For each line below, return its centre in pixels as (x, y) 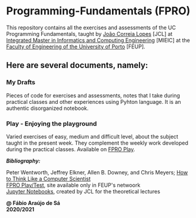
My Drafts (21, 82)
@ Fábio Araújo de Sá (33, 203)
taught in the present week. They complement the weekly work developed (97, 143)
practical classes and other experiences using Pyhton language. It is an (94, 102)
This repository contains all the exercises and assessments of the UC (91, 27)
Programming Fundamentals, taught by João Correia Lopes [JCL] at (89, 33)
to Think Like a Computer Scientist (49, 179)
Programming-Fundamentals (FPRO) (98, 11)
